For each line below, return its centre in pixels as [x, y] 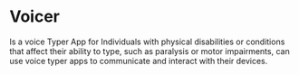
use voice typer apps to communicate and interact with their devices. [139, 61]
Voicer [35, 17]
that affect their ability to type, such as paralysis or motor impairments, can [149, 51]
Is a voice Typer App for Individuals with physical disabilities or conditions [147, 42]
